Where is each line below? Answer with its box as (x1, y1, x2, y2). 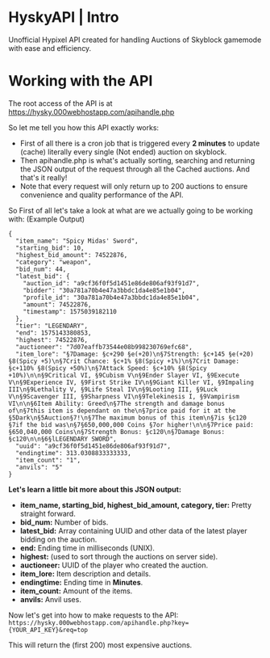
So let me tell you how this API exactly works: (8, 122, 160, 133)
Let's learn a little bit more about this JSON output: (8, 484, 181, 494)
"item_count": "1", (15, 456, 81, 464)
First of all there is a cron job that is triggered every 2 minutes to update (19, 138, 260, 148)
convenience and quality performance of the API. (19, 190, 184, 200)
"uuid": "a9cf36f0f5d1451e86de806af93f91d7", (15, 441, 172, 450)
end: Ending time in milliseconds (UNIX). (19, 542, 156, 553)
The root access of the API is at (8, 98, 113, 108)
